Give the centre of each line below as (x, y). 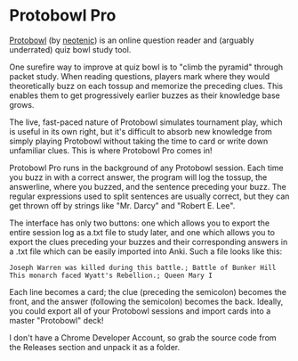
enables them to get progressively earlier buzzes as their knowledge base (145, 95)
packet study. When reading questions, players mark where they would (140, 76)
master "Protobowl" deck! (56, 320)
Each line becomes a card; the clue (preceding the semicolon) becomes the (148, 291)
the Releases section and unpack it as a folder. (95, 347)
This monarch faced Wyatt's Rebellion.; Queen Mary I (111, 275)
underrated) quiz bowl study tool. (70, 49)
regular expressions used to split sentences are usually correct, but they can (149, 196)
